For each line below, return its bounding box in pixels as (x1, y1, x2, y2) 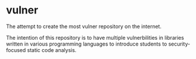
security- (168, 40, 190, 47)
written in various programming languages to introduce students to (6, 40, 167, 47)
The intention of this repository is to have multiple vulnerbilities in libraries (6, 34, 184, 41)
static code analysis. (27, 46, 77, 53)
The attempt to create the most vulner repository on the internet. (6, 23, 162, 30)
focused (6, 46, 26, 53)
